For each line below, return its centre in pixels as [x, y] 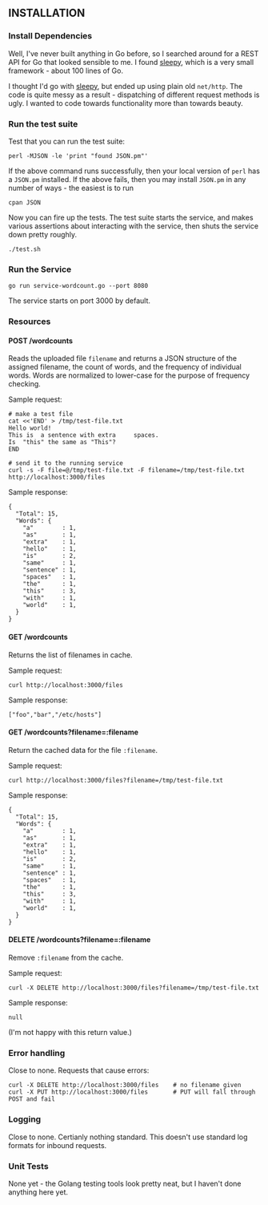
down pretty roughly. [43, 234]
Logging [25, 1119]
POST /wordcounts [41, 341]
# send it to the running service [66, 463]
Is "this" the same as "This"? [62, 443]
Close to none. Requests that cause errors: [79, 1070]
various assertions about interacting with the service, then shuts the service [133, 226]
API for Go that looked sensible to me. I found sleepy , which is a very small [131, 62]
